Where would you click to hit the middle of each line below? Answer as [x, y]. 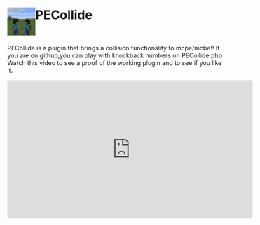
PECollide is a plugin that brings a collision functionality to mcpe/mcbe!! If [114, 48]
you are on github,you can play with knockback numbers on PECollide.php [115, 55]
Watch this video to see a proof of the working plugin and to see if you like [115, 62]
